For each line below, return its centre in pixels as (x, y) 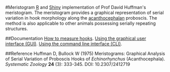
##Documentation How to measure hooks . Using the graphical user (76, 38)
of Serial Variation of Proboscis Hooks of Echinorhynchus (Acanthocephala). (85, 59)
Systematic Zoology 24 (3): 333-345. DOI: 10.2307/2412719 (68, 64)
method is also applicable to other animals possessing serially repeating (80, 23)
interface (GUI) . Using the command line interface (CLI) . (64, 44)
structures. (16, 29)
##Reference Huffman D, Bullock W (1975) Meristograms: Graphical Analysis (85, 53)
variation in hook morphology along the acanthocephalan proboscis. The (81, 18)
